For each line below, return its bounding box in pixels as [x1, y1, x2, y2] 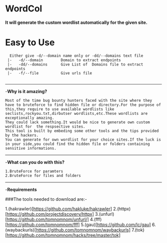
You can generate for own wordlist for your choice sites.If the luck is [5, 137, 162, 142]
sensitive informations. [5, 146, 57, 151]
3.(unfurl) [95, 211, 114, 217]
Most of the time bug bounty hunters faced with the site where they [5, 98, 153, 103]
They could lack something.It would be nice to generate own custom [5, 120, 150, 125]
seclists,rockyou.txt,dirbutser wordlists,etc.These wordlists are [5, 111, 148, 116]
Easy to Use [5, 37, 55, 48]
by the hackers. [5, 133, 39, 138]
